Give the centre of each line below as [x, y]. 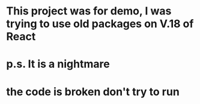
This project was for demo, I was [89, 11]
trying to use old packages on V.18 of [100, 24]
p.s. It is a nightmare [58, 64]
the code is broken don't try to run [93, 92]
